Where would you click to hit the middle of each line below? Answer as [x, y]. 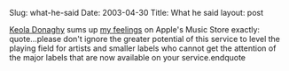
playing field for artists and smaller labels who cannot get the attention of [143, 48]
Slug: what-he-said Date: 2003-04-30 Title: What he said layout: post [137, 13]
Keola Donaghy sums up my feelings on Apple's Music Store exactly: [134, 29]
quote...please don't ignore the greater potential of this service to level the [145, 39]
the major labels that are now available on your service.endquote [128, 57]
